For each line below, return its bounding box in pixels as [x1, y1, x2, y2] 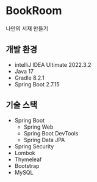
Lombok [14, 149, 36, 156]
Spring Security [14, 142, 54, 150]
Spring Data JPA [23, 136, 65, 143]
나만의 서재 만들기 [5, 25, 48, 32]
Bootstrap [14, 162, 40, 169]
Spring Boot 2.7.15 [14, 80, 60, 88]
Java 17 [14, 67, 34, 75]
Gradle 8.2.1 [14, 74, 45, 82]
